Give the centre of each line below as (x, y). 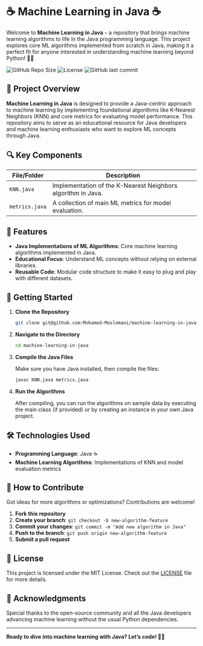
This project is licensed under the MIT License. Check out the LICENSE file (99, 573)
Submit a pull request (42, 539)
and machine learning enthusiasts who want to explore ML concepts (91, 129)
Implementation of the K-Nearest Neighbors (115, 185)
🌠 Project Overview (43, 89)
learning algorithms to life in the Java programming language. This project (98, 39)
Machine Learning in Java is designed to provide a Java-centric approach (99, 103)
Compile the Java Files (44, 357)
